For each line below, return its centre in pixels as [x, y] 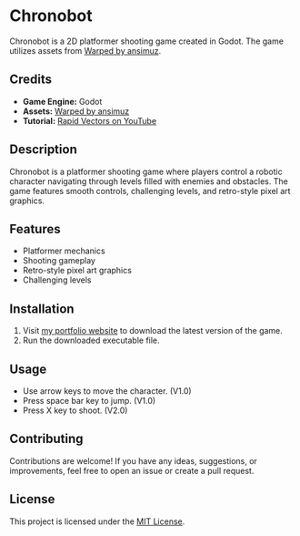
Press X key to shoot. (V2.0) [75, 410]
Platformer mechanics [64, 251]
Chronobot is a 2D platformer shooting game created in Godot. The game [147, 41]
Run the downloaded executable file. [91, 340]
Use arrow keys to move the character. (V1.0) [107, 391]
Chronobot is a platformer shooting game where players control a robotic [146, 171]
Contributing [46, 439]
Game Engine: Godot [62, 101]
